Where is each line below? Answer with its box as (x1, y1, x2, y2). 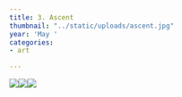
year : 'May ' (9, 29, 58, 38)
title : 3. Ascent (9, 12, 74, 22)
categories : (9, 37, 54, 47)
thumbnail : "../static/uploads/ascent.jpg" (9, 21, 175, 30)
